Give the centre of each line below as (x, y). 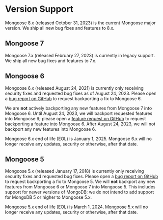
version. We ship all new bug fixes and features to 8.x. (60, 28)
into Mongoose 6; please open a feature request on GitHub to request (76, 118)
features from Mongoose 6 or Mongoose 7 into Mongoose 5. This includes (80, 187)
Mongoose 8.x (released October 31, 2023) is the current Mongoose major (81, 23)
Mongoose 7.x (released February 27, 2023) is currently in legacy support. (80, 55)
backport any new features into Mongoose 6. (51, 129)
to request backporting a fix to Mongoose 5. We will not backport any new (80, 182)
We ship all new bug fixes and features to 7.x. (51, 61)
